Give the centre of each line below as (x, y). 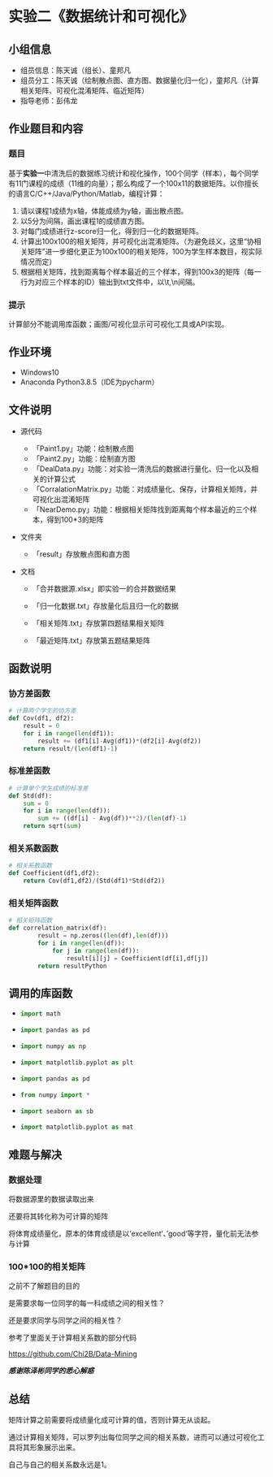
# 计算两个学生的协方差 (43, 711)
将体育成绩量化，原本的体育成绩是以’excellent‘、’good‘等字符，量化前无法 (130, 1233)
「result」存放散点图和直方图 (81, 554)
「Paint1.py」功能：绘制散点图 (83, 448)
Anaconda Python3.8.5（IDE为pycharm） (89, 382)
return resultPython (72, 966)
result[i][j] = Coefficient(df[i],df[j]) (137, 958)
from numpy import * (55, 1095)
